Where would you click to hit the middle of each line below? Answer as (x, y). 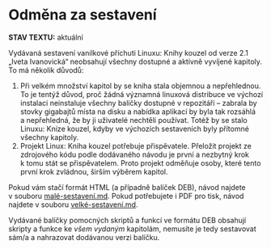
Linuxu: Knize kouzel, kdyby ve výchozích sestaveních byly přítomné (134, 129)
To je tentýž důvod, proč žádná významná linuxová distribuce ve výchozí (142, 94)
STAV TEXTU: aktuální (46, 37)
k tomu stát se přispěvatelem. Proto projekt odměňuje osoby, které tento (140, 162)
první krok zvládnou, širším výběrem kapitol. (94, 171)
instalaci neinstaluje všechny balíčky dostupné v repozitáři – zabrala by (138, 103)
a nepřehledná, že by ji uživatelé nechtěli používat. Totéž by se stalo (134, 120)
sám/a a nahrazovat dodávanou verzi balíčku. (84, 237)
